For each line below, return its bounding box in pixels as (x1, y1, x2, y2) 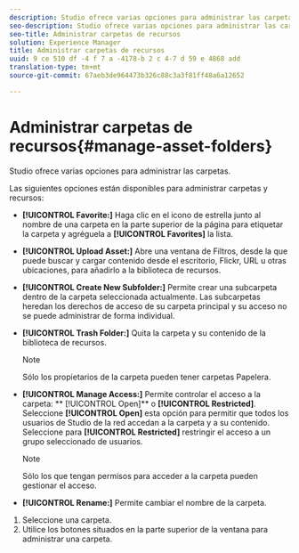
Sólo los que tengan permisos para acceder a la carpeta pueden (21, 470, 258, 481)
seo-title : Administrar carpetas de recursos (9, 29, 181, 38)
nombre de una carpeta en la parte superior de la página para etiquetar (21, 219, 284, 230)
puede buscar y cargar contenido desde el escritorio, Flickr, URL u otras (21, 255, 287, 265)
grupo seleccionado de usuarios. (21, 435, 143, 446)
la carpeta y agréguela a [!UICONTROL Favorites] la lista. (21, 228, 234, 239)
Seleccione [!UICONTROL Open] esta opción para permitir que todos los (21, 407, 289, 419)
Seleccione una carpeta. (21, 514, 112, 525)
